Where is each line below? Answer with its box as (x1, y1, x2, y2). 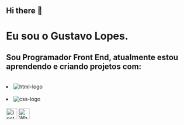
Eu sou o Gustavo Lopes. (6, 29, 129, 43)
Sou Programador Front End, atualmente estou (6, 52, 179, 62)
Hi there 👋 (6, 6, 43, 16)
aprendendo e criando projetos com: (6, 61, 142, 71)
